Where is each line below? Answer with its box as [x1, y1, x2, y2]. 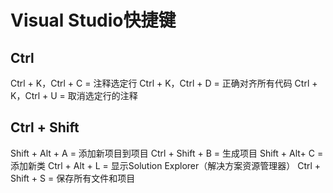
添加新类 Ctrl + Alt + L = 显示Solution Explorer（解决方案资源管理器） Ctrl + [10, 159, 322, 171]
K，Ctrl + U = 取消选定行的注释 [10, 90, 138, 101]
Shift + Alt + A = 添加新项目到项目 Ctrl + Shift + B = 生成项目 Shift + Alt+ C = [10, 147, 324, 159]
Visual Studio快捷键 [10, 9, 177, 32]
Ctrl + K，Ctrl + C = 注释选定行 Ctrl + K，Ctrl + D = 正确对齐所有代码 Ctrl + [10, 77, 318, 89]
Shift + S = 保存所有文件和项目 [10, 172, 136, 184]
